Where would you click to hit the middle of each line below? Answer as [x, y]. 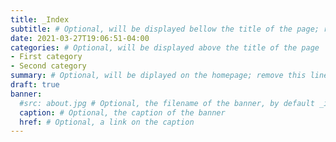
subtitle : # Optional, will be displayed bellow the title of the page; [165, 29]
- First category [46, 57]
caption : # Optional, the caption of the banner [122, 112]
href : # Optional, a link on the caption [107, 122]
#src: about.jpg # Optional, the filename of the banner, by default [167, 103]
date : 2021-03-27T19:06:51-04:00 [80, 38]
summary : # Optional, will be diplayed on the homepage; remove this [158, 76]
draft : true [35, 85]
